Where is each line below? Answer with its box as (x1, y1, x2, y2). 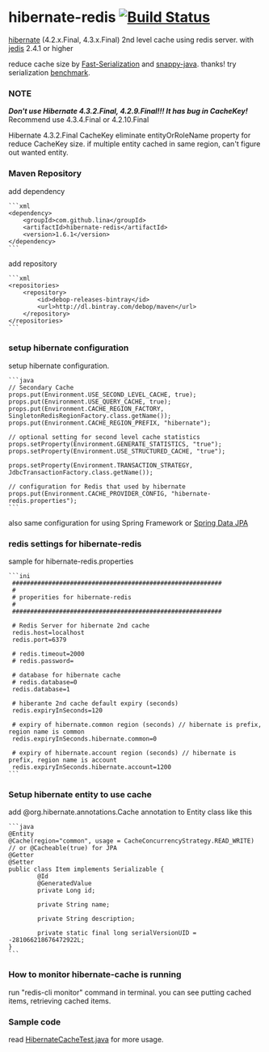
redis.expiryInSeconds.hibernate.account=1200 (11, 763, 172, 771)
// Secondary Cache (8, 383, 74, 391)
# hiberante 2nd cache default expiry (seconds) (11, 699, 179, 708)
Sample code (8, 1016, 61, 1027)
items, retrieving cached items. (8, 995, 111, 1006)
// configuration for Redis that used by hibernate (8, 482, 186, 491)
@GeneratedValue (37, 880, 92, 888)
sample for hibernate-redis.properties (8, 556, 134, 566)
